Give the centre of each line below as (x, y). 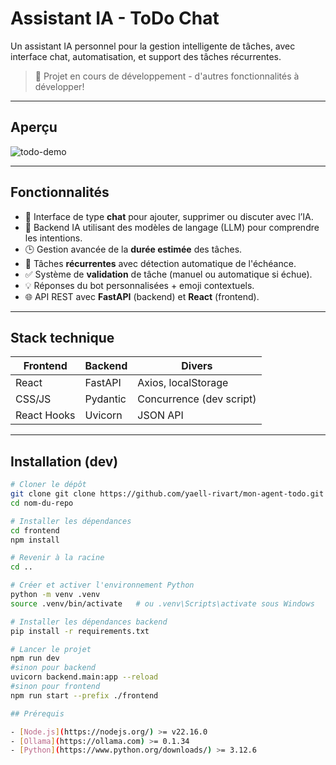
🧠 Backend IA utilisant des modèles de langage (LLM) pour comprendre (172, 227)
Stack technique (62, 337)
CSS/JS (33, 399)
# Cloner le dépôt (48, 485)
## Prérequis (37, 713)
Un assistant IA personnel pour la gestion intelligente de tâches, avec (153, 46)
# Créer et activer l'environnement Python (102, 585)
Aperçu (34, 127)
